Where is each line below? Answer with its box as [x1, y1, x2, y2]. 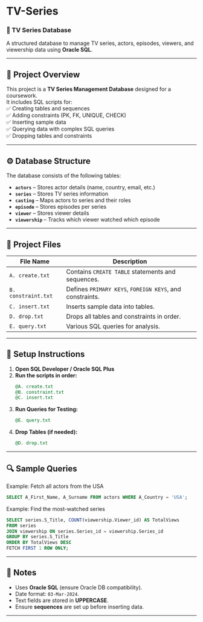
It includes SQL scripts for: [6, 98, 72, 106]
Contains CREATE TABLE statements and [66, 267, 176, 276]
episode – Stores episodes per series [14, 203, 107, 211]
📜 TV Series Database [6, 26, 71, 35]
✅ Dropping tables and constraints [6, 132, 92, 140]
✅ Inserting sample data [6, 118, 66, 126]
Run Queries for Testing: [14, 405, 79, 413]
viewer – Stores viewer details [14, 209, 89, 217]
